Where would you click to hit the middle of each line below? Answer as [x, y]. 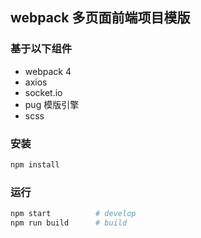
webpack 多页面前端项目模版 [100, 18]
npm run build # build [69, 223]
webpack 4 [48, 71]
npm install [35, 164]
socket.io [43, 92]
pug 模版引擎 [52, 104]
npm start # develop [73, 214]
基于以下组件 [41, 49]
